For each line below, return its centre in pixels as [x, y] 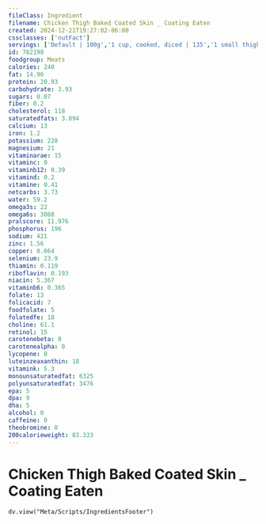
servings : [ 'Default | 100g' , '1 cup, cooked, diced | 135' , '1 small [123, 45]
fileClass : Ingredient [46, 15]
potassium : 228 [33, 140]
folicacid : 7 [30, 302]
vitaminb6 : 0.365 [37, 288]
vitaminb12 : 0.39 [37, 170]
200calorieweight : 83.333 [51, 435]
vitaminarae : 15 [35, 155]
